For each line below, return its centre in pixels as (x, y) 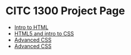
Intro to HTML (31, 27)
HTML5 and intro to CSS (44, 33)
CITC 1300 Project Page (65, 11)
